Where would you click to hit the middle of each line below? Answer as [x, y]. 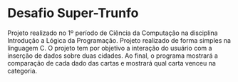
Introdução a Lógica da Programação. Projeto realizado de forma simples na [119, 40]
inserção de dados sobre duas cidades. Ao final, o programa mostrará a [113, 56]
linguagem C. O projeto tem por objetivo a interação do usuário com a [110, 48]
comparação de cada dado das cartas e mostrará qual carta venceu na [112, 63]
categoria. [22, 71]
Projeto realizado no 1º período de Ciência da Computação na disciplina [113, 33]
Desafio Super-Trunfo [73, 13]
